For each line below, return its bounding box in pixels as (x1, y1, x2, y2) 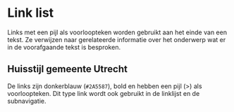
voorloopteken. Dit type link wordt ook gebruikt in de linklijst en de (7, 89, 200, 97)
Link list (7, 5, 54, 21)
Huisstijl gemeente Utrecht (7, 63, 128, 75)
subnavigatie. (7, 97, 47, 105)
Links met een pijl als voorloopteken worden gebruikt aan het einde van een (7, 28, 228, 36)
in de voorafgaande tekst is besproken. (7, 43, 121, 51)
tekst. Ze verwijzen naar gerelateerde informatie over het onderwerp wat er (7, 35, 226, 43)
